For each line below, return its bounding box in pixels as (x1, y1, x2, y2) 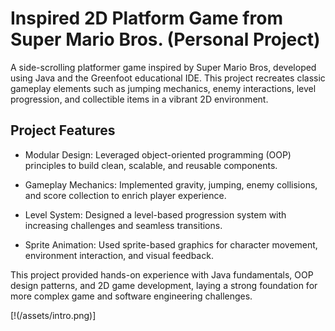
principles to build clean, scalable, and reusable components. (24, 159, 278, 171)
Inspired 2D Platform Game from (10, 7, 283, 30)
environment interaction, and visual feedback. (24, 249, 214, 261)
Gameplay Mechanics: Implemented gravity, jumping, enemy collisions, (24, 178, 318, 191)
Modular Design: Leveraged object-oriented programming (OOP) (24, 148, 292, 161)
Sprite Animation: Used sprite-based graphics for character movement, (24, 238, 318, 251)
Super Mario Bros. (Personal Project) (10, 28, 321, 51)
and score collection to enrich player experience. (24, 189, 227, 201)
